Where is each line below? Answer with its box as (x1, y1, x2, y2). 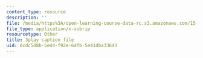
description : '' (6, 14, 47, 21)
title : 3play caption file (6, 37, 74, 43)
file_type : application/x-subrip (6, 25, 91, 32)
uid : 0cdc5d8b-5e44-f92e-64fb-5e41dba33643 (6, 43, 118, 49)
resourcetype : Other (6, 31, 59, 37)
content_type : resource (6, 8, 66, 15)
